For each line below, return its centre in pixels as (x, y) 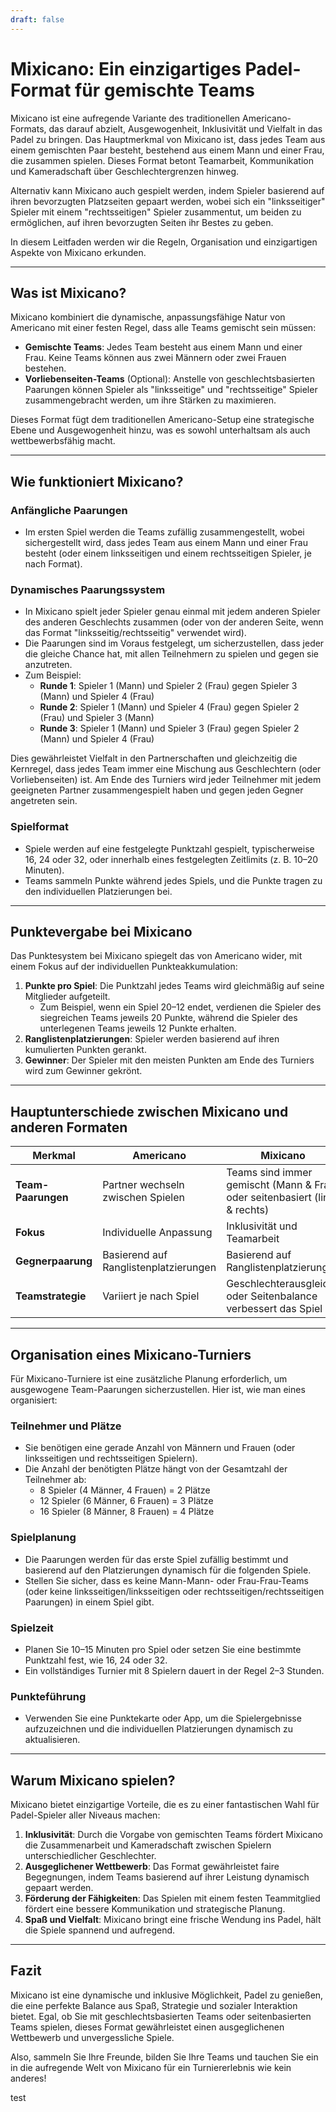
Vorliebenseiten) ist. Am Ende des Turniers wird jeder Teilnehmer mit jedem (166, 780)
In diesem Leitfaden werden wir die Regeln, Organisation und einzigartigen (164, 242)
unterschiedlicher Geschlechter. (90, 1856)
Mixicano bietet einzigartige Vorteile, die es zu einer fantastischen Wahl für (165, 1805)
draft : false (37, 19)
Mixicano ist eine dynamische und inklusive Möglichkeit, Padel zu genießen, (167, 1995)
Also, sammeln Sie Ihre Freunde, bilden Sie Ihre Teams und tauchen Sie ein (164, 2057)
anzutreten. (48, 665)
